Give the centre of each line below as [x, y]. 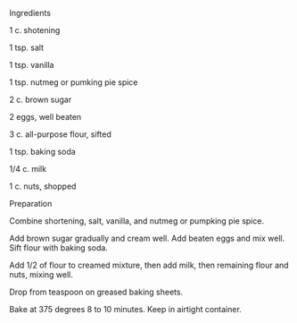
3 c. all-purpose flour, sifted [60, 134]
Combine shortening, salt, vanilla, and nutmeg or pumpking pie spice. [137, 221]
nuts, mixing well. [41, 275]
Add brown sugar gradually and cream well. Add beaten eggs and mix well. [147, 238]
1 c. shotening [35, 30]
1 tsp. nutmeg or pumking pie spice [74, 82]
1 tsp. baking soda [42, 152]
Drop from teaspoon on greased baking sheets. [96, 292]
